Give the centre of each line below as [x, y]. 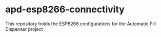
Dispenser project [24, 29]
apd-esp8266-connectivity [65, 10]
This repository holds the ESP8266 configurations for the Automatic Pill [81, 24]
